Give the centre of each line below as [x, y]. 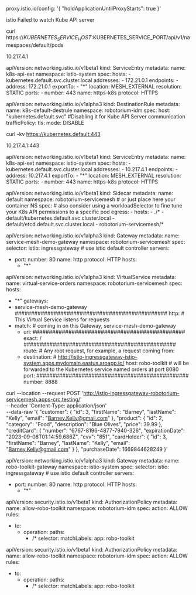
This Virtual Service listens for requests [62, 319]
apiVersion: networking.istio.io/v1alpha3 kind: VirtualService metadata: [91, 277]
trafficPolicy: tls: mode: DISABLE [45, 123]
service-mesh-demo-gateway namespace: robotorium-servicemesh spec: [96, 242]
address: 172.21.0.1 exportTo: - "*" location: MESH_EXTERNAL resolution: [94, 86]
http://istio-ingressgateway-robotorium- [131, 393]
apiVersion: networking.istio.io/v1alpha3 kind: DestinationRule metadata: [93, 104]
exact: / [32, 338]
